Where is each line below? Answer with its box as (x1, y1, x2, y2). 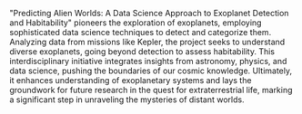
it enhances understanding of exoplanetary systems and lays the (9, 75, 252, 85)
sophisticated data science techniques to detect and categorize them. (9, 27, 272, 37)
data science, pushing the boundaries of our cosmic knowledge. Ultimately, (9, 65, 293, 76)
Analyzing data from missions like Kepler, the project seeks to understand (9, 36, 286, 47)
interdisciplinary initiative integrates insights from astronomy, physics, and (9, 56, 287, 66)
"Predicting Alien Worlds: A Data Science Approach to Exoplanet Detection (9, 8, 289, 18)
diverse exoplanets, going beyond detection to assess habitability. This (9, 46, 276, 57)
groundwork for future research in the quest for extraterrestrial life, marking (9, 85, 293, 95)
